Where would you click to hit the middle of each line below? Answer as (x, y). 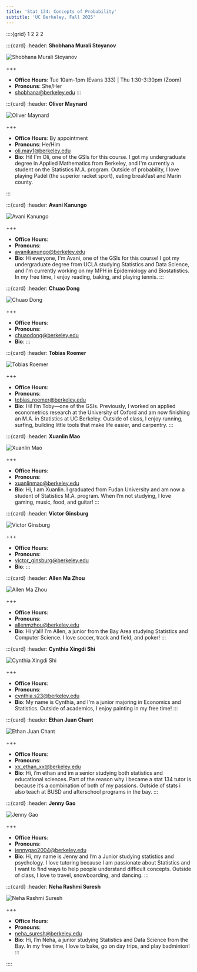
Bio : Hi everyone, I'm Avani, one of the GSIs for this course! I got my (97, 258)
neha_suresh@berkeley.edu (48, 933)
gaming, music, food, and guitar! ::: (57, 502)
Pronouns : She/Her (38, 86)
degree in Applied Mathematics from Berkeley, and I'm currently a (94, 163)
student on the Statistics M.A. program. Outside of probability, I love (97, 169)
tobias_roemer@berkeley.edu (50, 400)
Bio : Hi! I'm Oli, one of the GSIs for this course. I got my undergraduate (100, 156)
